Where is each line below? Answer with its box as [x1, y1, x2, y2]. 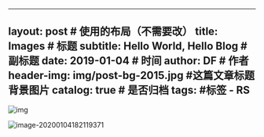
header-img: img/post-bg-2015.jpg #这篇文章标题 [8, 69, 255, 82]
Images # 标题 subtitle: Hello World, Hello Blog [8, 40, 239, 53]
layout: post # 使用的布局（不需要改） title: [8, 25, 218, 38]
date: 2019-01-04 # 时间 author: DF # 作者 [41, 54, 249, 67]
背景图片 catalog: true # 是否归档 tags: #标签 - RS [8, 84, 250, 97]
